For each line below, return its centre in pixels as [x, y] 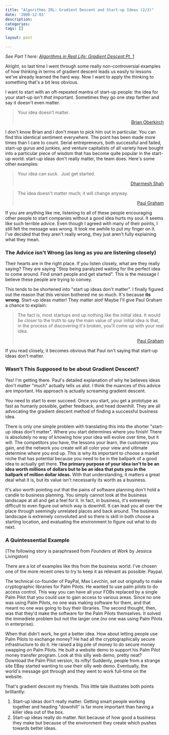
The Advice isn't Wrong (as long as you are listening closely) [81, 252]
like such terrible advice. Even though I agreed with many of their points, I [81, 224]
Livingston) [17, 556]
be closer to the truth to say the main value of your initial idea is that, [89, 321]
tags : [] [14, 29]
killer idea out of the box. [38, 712]
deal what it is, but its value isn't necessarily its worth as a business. [76, 480]
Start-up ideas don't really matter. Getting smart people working [79, 701]
